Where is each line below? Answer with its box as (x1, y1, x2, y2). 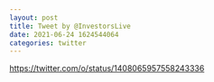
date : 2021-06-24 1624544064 (9, 30, 119, 39)
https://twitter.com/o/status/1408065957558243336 (9, 63, 205, 74)
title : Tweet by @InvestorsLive (9, 22, 131, 31)
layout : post (9, 13, 59, 23)
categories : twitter (9, 38, 88, 48)
